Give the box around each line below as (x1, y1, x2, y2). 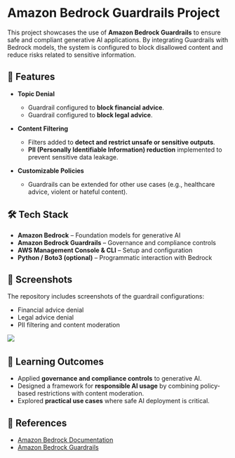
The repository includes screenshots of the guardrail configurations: (7, 292, 205, 301)
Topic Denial (17, 89, 55, 98)
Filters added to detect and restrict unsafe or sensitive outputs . (27, 138, 215, 146)
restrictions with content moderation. (37, 389, 145, 398)
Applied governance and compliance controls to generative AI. (17, 374, 202, 383)
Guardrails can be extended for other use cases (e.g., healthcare (27, 180, 215, 188)
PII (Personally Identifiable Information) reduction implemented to (27, 145, 222, 154)
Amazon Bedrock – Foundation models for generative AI (17, 230, 181, 240)
